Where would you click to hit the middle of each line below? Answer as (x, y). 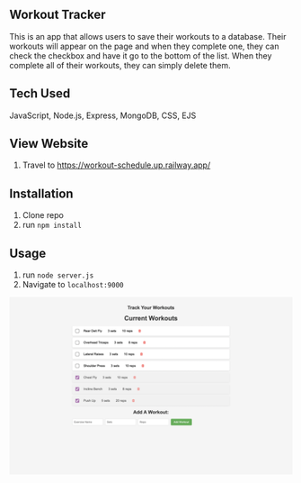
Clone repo (43, 215)
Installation (41, 193)
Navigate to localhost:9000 (73, 285)
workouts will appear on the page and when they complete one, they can (144, 46)
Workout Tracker (58, 15)
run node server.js (58, 275)
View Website (49, 144)
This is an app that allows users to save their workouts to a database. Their (148, 36)
